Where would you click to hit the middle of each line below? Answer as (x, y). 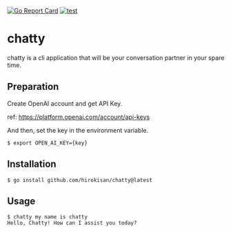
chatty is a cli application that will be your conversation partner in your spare (116, 57)
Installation (32, 164)
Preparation (33, 87)
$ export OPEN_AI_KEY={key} (48, 143)
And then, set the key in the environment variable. (78, 130)
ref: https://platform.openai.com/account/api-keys (79, 117)
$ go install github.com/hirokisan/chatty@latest (80, 180)
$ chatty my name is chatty (48, 217)
